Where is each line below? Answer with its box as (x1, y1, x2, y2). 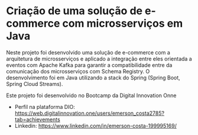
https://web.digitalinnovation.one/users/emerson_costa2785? (14, 110, 164, 117)
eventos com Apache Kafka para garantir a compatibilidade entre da (6, 61, 173, 69)
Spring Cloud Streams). (6, 80, 63, 87)
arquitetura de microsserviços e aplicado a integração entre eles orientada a (6, 55, 192, 62)
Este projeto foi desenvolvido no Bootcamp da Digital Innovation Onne (6, 92, 177, 99)
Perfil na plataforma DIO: (14, 103, 75, 110)
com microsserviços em (61, 17, 183, 30)
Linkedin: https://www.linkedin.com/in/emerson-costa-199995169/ (14, 122, 177, 129)
